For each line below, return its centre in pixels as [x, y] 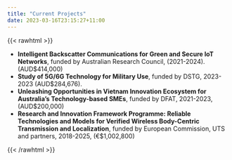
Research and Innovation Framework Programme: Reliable [104, 114]
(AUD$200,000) [41, 106]
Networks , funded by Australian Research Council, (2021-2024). [111, 61]
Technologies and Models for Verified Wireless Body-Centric [108, 121]
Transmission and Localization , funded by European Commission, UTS [121, 128]
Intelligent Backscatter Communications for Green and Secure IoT [116, 54]
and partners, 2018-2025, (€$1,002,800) [76, 136]
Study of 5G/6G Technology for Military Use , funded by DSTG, [110, 76]
